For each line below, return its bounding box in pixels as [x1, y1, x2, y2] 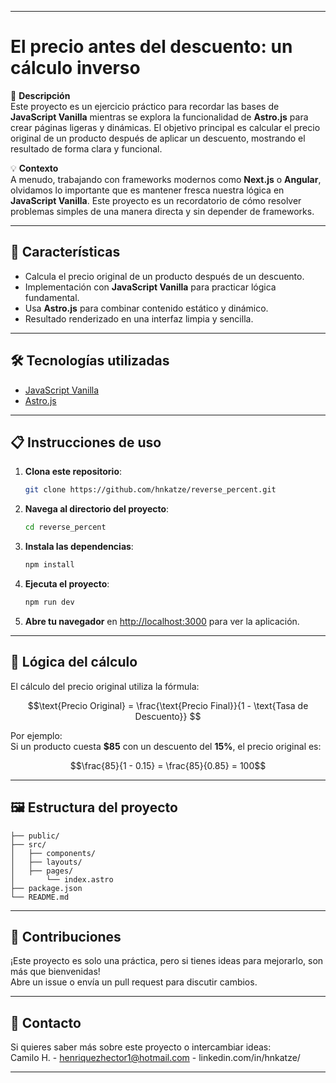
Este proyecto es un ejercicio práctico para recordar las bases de [10, 100, 280, 112]
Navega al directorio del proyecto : [24, 503, 170, 515]
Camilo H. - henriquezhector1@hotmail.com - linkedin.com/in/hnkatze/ [10, 1052, 301, 1064]
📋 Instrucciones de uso [10, 434, 162, 451]
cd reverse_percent [24, 522, 107, 533]
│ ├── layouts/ [10, 857, 83, 867]
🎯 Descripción [10, 89, 71, 101]
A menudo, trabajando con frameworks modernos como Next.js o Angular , [10, 173, 322, 185]
